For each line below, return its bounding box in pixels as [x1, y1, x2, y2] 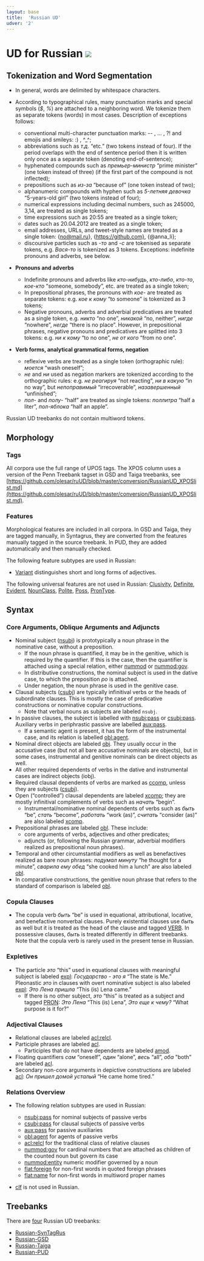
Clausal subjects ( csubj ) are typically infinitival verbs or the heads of [15, 689, 187, 696]
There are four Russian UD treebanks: [6, 1217, 101, 1225]
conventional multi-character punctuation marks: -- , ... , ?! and [24, 130, 182, 137]
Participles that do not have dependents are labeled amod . [24, 1047, 171, 1054]
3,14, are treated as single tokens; [24, 207, 108, 215]
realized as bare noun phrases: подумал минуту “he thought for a [15, 856, 182, 864]
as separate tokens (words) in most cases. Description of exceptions [15, 111, 187, 119]
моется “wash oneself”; [24, 364, 84, 372]
